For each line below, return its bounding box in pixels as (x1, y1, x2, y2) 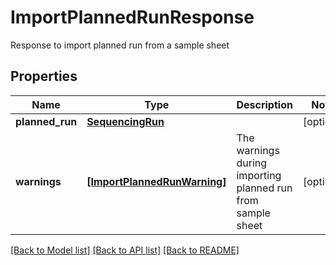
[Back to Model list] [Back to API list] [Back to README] (10, 244, 240, 256)
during (236, 156, 268, 170)
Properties (10, 68, 78, 85)
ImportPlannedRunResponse (10, 6, 255, 29)
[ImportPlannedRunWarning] (86, 174, 227, 188)
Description (236, 97, 293, 111)
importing (236, 168, 282, 182)
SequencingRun (86, 114, 165, 128)
